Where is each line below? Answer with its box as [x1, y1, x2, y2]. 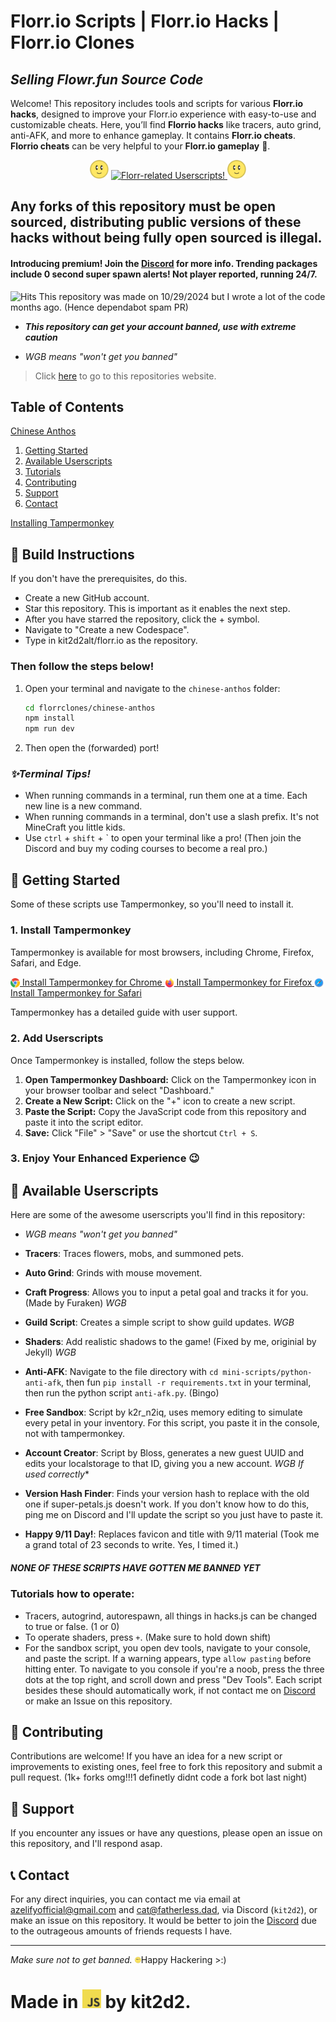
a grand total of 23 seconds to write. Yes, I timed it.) [24, 1539, 239, 1551]
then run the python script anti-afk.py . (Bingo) [24, 1387, 220, 1399]
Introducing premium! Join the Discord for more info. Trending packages [10, 257, 318, 269]
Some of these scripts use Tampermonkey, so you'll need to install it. [10, 898, 294, 910]
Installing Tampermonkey [10, 517, 115, 529]
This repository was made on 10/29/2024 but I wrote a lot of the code [38, 290, 326, 302]
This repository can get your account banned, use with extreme [24, 320, 297, 332]
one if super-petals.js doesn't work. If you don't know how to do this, [24, 1498, 310, 1510]
